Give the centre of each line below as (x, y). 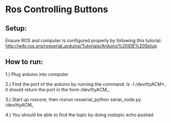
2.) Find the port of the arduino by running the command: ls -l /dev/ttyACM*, (86, 84)
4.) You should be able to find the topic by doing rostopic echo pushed (80, 115)
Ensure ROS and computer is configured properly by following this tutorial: (83, 40)
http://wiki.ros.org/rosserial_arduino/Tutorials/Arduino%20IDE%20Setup (81, 46)
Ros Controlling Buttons (57, 9)
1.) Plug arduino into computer (37, 74)
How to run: (24, 62)
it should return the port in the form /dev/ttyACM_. (58, 89)
